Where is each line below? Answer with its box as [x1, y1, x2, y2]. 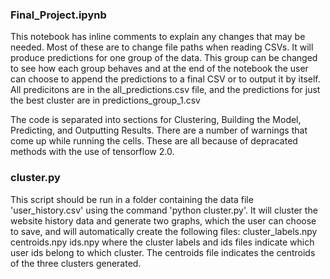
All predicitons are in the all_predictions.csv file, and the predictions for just [10, 84, 321, 96]
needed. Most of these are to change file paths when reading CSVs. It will [10, 41, 314, 53]
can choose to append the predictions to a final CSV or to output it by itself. [10, 73, 321, 85]
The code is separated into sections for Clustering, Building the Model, [10, 114, 302, 126]
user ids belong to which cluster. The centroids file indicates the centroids [10, 246, 316, 258]
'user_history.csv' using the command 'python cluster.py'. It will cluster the [10, 204, 318, 216]
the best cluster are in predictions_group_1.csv [10, 94, 201, 107]
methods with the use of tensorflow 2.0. [10, 146, 175, 158]
